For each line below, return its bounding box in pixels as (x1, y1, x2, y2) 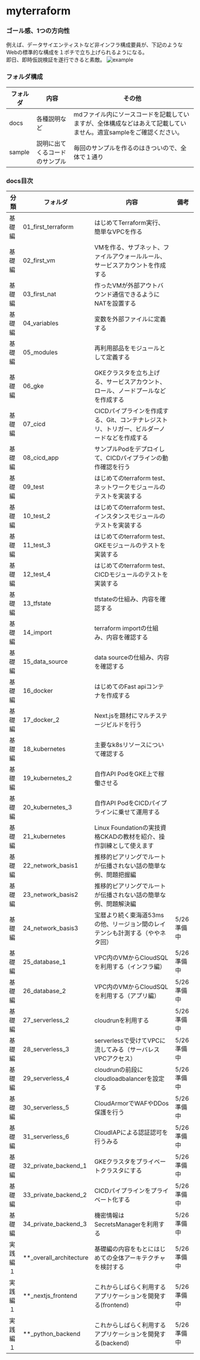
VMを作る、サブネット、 (94, 243, 164, 252)
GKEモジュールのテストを (94, 541, 166, 550)
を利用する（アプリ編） (94, 992, 160, 1000)
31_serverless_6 (23, 1132, 70, 1141)
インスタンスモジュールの (94, 512, 165, 520)
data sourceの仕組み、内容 (94, 653, 170, 661)
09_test (23, 483, 45, 491)
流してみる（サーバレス (94, 1046, 160, 1054)
